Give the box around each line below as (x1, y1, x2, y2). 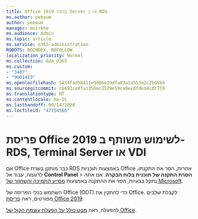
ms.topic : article (6, 36, 51, 42)
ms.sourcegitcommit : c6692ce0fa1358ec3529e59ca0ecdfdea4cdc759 (6, 86, 165, 91)
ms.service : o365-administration (6, 42, 89, 48)
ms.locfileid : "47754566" (6, 107, 70, 113)
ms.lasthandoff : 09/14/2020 (6, 102, 76, 108)
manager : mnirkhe (6, 25, 49, 31)
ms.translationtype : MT (6, 91, 65, 97)
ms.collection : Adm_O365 (6, 58, 67, 64)
